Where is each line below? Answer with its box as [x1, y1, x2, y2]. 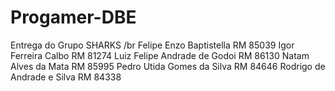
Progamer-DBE [10, 6, 137, 29]
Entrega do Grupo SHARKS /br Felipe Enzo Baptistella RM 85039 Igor [10, 39, 295, 51]
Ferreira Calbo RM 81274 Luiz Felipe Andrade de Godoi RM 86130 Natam [10, 49, 310, 61]
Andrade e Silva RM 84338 [10, 71, 122, 83]
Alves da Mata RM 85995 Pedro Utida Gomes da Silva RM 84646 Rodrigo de [10, 60, 326, 72]
